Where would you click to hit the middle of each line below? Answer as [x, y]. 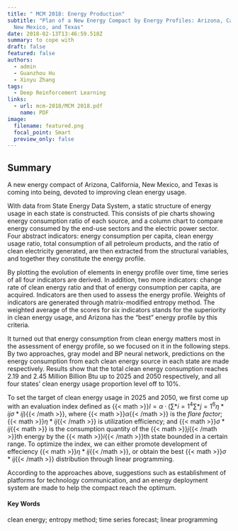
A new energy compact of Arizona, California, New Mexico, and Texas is [113, 185]
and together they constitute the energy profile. [76, 258]
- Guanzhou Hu [34, 73]
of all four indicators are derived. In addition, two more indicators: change [114, 280]
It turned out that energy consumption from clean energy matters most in [114, 339]
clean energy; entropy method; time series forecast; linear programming [113, 519]
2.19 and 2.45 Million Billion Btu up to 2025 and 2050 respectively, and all [114, 377]
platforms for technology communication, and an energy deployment [108, 480]
